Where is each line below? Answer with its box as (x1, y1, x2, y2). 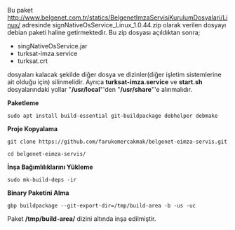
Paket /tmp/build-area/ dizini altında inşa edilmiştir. (7, 215, 156, 223)
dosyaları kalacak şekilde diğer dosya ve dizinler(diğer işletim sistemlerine (7, 70, 222, 79)
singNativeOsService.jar (17, 42, 88, 50)
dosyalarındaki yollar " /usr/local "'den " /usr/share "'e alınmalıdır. (7, 86, 193, 93)
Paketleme (7, 99, 39, 107)
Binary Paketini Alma (7, 189, 69, 197)
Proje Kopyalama (7, 125, 58, 133)
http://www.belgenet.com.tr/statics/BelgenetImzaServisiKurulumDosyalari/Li (7, 13, 228, 22)
